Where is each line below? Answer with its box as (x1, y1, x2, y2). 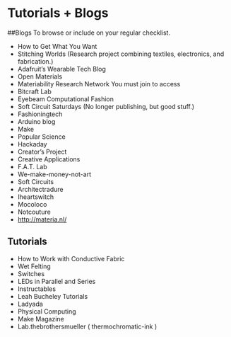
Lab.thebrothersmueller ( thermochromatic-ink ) (17, 322, 158, 331)
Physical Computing (17, 307, 76, 316)
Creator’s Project (17, 147, 67, 156)
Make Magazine (17, 314, 65, 323)
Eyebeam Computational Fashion (17, 94, 114, 103)
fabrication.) (17, 57, 54, 65)
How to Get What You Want (17, 42, 97, 50)
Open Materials (17, 72, 62, 81)
